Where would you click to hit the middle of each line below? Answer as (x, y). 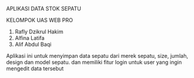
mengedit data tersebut (35, 68)
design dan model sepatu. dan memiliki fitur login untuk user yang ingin (94, 62)
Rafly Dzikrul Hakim (39, 32)
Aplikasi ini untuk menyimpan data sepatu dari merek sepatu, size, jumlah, (97, 56)
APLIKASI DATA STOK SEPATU (44, 9)
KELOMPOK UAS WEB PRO (40, 20)
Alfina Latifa (30, 38)
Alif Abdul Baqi (33, 44)
